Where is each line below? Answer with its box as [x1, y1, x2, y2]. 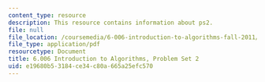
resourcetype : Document [8, 48, 87, 55]
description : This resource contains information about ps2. [8, 19, 214, 27]
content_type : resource [8, 11, 87, 20]
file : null [8, 26, 44, 34]
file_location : [8, 33, 58, 41]
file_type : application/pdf [8, 41, 101, 48]
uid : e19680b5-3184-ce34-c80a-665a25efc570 [8, 62, 154, 70]
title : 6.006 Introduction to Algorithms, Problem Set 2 [8, 55, 200, 63]
